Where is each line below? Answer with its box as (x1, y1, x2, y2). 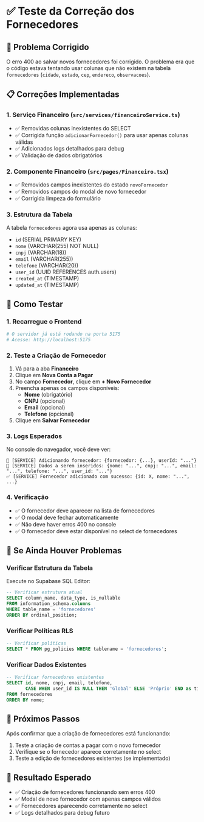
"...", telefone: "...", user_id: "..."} (6, 468, 113, 475)
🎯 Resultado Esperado (6, 772, 92, 782)
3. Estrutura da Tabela (6, 210, 73, 219)
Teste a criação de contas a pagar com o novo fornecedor (15, 742, 161, 749)
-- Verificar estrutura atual (6, 589, 83, 595)
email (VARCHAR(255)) (15, 255, 73, 263)
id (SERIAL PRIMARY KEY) (15, 236, 82, 243)
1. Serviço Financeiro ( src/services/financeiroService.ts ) (6, 111, 180, 119)
